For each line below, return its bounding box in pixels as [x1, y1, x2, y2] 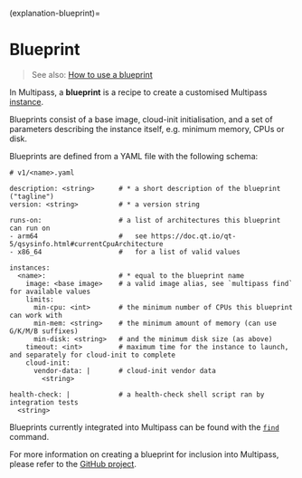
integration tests [9, 397, 79, 406]
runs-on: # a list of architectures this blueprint [9, 215, 281, 225]
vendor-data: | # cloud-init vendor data [33, 366, 217, 375]
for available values [9, 287, 91, 296]
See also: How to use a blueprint [31, 69, 153, 80]
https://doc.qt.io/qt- [150, 231, 237, 241]
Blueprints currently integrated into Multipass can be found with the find [9, 421, 280, 433]
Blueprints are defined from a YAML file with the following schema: [9, 150, 259, 161]
